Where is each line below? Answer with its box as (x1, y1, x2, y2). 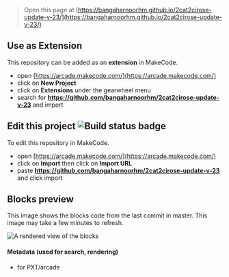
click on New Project (16, 79, 77, 87)
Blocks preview (7, 194, 74, 205)
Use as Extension (7, 40, 83, 52)
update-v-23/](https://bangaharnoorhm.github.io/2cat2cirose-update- (23, 13, 222, 21)
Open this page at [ (23, 6, 79, 14)
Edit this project (7, 120, 76, 132)
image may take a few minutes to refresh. (7, 219, 124, 227)
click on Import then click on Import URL (16, 159, 133, 167)
